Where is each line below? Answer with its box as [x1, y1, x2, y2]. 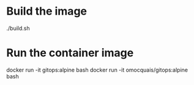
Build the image [6, 4, 88, 18]
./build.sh [6, 24, 30, 32]
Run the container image [6, 46, 134, 60]
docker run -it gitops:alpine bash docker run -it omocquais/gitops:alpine [6, 66, 188, 73]
